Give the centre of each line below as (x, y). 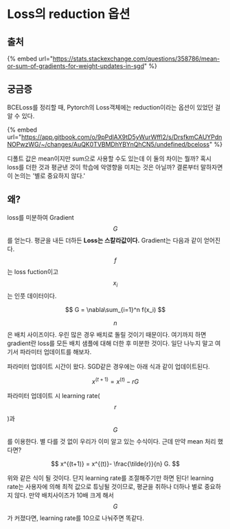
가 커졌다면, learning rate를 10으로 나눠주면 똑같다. (76, 518)
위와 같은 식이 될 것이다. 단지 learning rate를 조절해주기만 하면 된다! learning (111, 478)
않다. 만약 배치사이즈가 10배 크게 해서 (64, 495)
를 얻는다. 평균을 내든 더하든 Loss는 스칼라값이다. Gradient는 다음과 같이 (105, 240)
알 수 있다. (21, 116)
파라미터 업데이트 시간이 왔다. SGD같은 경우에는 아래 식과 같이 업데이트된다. (109, 366)
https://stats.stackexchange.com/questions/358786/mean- (136, 59)
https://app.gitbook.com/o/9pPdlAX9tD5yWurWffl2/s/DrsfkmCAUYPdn (122, 137)
